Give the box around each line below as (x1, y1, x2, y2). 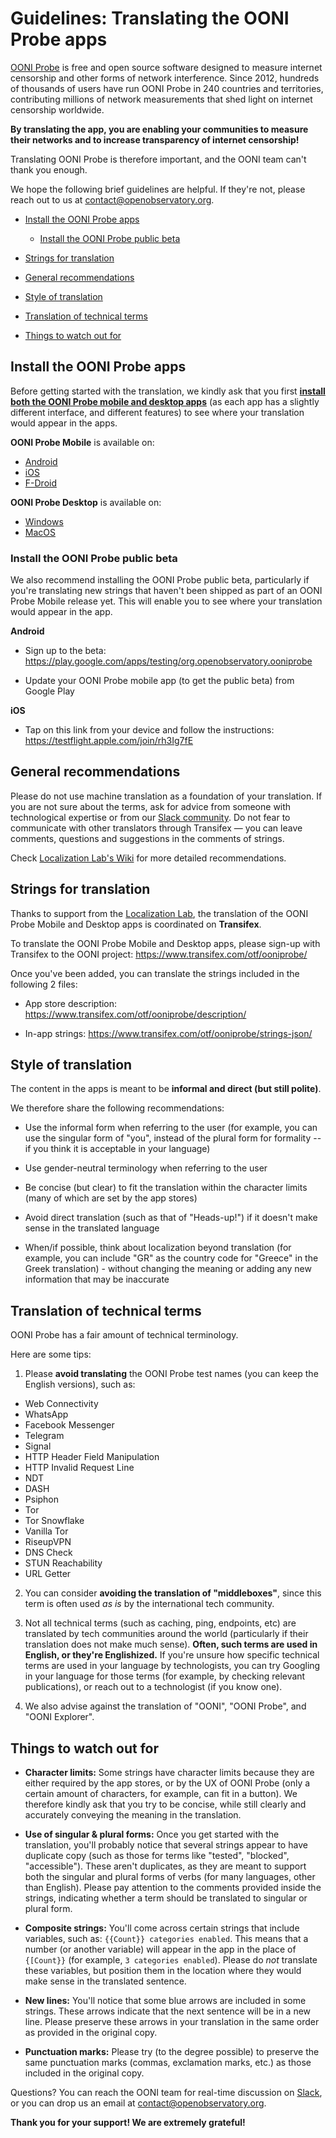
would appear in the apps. (10, 417, 118, 429)
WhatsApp (24, 1408, 69, 1421)
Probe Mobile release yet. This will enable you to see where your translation (10, 595, 323, 607)
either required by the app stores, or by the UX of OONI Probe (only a (24, 1777, 311, 1789)
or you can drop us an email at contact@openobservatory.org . (10, 2097, 267, 2109)
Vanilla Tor (24, 1525, 69, 1537)
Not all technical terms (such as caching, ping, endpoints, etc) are (24, 1617, 297, 1629)
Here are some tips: (10, 1348, 92, 1361)
